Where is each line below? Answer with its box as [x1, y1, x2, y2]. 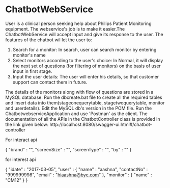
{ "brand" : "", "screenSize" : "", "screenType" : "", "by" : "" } [5, 146, 132, 152]
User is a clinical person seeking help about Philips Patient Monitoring [5, 20, 152, 26]
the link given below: [5, 121, 49, 127]
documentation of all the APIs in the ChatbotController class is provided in [5, 116, 160, 122]
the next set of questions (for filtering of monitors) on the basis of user [12, 63, 161, 69]
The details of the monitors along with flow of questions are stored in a [5, 89, 154, 95]
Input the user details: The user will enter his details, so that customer [12, 73, 159, 79]
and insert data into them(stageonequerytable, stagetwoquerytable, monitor [5, 99, 165, 105]
